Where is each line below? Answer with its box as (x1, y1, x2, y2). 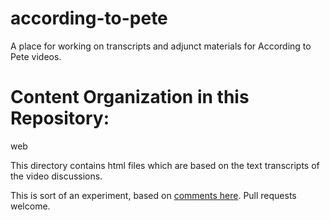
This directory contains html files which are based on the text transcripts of (10, 159, 320, 171)
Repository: (10, 107, 110, 130)
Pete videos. (10, 50, 62, 62)
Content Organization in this (10, 86, 250, 109)
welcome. (10, 200, 51, 212)
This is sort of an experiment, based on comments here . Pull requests (10, 189, 297, 201)
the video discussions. (10, 170, 103, 182)
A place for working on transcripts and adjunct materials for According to (10, 40, 312, 52)
